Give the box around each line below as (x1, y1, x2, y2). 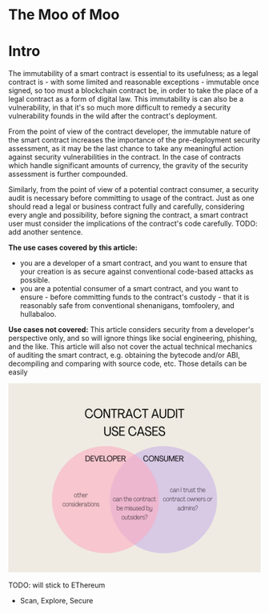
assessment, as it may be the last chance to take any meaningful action (8, 144, 244, 154)
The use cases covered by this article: (8, 242, 138, 253)
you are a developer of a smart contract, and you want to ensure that (19, 258, 247, 268)
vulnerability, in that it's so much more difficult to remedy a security (8, 102, 231, 113)
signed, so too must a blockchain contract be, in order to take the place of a (8, 86, 259, 95)
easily (8, 367, 28, 377)
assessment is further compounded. (8, 170, 128, 179)
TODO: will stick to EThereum (8, 580, 106, 590)
